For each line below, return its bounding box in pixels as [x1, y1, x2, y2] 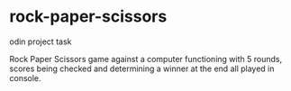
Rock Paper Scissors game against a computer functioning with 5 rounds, [9, 53, 282, 64]
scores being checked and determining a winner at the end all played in [9, 63, 275, 74]
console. [9, 72, 42, 83]
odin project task [9, 36, 72, 47]
